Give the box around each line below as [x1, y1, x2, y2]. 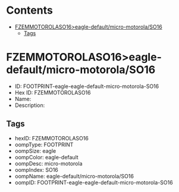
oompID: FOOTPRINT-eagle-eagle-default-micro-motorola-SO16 [14, 179, 174, 186]
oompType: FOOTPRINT [14, 141, 74, 148]
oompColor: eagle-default [14, 153, 78, 160]
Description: [14, 102, 45, 109]
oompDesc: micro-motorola [14, 160, 83, 167]
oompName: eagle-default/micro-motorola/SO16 [14, 172, 134, 180]
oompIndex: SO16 [14, 166, 58, 173]
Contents [6, 4, 54, 17]
